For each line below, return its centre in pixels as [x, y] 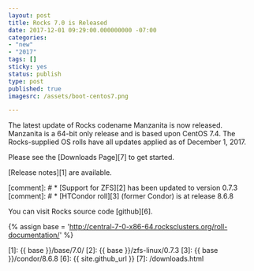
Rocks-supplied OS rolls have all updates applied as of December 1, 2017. [127, 142]
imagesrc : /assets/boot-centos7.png [68, 96]
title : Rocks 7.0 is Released [58, 23]
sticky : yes [28, 67]
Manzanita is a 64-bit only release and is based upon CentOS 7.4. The [122, 134]
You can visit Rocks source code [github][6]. [80, 212]
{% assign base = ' [39, 227]
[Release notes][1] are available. [60, 173]
